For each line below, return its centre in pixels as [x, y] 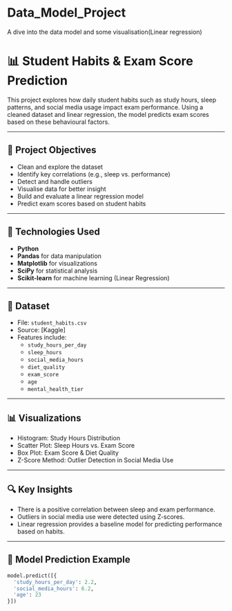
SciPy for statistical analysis [57, 271]
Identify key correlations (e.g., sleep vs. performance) [94, 174]
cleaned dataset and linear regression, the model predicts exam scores [108, 114]
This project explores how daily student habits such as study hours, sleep [112, 100]
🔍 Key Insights [40, 489]
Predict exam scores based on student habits [81, 203]
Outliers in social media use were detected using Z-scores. [101, 516]
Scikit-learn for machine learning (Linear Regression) [94, 277]
